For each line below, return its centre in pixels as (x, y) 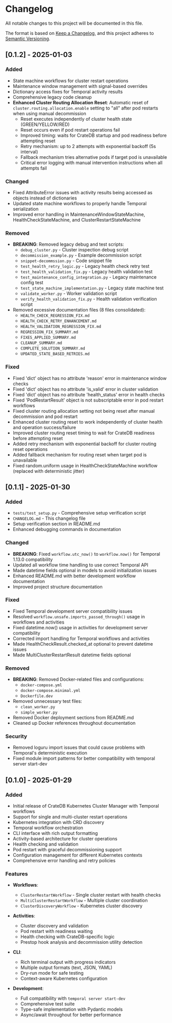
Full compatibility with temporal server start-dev (73, 998)
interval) (29, 152)
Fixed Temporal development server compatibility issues (72, 611)
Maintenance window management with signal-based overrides (80, 86)
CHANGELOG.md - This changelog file (49, 518)
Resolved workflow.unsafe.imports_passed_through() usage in (79, 616)
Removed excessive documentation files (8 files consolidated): (79, 310)
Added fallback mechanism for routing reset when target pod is (80, 454)
